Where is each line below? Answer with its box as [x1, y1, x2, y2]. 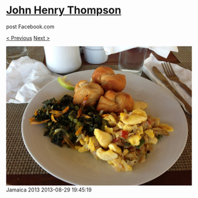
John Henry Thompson [6, 4, 122, 17]
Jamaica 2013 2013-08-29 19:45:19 [6, 186, 92, 193]
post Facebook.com [6, 23, 55, 30]
